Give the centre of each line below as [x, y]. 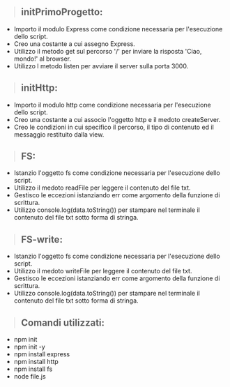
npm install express [42, 354]
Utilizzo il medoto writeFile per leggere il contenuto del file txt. [103, 271]
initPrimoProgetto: [62, 12]
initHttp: [39, 88]
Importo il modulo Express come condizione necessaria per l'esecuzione [118, 29]
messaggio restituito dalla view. [59, 134]
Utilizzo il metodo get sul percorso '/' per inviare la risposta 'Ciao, [108, 51]
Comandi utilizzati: [63, 322]
